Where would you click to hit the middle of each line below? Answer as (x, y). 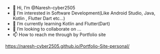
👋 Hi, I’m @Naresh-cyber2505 (44, 8)
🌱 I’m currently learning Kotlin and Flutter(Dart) (61, 23)
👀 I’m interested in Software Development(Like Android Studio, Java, (84, 13)
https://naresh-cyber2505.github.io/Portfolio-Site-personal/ (68, 46)
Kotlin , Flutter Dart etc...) (39, 18)
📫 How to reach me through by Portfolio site (59, 34)
